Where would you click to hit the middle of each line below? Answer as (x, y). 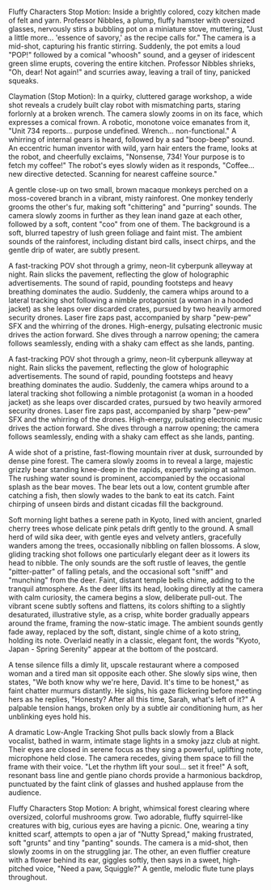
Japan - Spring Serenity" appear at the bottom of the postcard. (113, 649)
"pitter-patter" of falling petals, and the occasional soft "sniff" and (118, 572)
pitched (21, 869)
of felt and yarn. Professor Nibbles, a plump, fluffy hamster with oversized (132, 20)
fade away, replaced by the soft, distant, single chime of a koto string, (125, 632)
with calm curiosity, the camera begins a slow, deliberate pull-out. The (125, 597)
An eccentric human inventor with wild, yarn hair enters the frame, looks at (133, 148)
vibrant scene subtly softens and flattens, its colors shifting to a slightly (127, 606)
